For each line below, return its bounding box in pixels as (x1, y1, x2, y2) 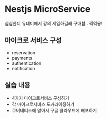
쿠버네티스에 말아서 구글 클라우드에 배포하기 (11, 107, 97, 113)
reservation (11, 49, 36, 55)
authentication (11, 60, 42, 66)
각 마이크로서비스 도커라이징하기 (11, 101, 75, 107)
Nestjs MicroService (4, 3, 91, 15)
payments (11, 55, 33, 61)
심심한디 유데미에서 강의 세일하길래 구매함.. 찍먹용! (4, 20, 103, 26)
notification (11, 65, 35, 71)
